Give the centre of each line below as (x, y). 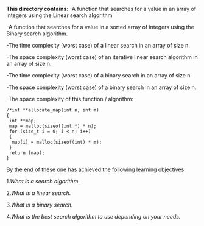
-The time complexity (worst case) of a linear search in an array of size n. (98, 45)
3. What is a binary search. (40, 205)
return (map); (27, 153)
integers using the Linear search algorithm (59, 15)
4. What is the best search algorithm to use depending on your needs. (93, 217)
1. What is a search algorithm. (43, 181)
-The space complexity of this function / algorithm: (70, 99)
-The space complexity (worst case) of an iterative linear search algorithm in (102, 57)
